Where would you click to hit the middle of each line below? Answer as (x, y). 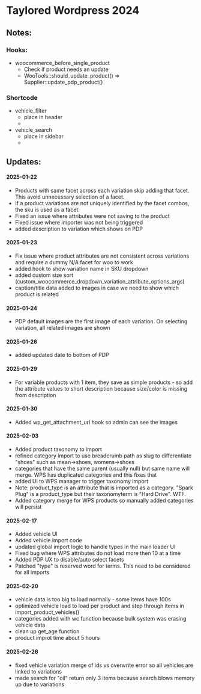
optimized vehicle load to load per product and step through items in (99, 606)
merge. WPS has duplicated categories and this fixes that (86, 475)
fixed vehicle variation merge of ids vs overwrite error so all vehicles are (104, 665)
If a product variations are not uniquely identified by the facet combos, (102, 203)
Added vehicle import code (48, 541)
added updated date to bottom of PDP (62, 355)
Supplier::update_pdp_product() (63, 82)
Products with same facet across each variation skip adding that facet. (102, 190)
